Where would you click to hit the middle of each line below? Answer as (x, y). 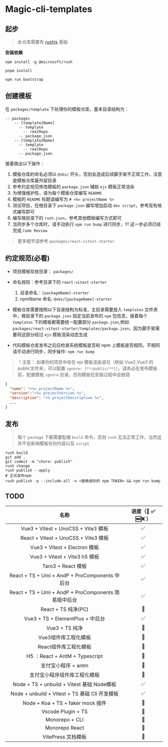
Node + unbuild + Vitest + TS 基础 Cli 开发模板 (65, 693)
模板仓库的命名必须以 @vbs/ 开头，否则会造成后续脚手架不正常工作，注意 (87, 174)
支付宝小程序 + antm (65, 665)
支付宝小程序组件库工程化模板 (64, 675)
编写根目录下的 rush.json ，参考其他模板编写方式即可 (67, 218)
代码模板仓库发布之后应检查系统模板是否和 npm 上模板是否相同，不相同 (86, 345)
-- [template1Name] (34, 123)
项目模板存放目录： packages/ (43, 271)
